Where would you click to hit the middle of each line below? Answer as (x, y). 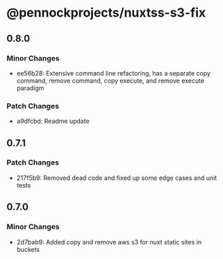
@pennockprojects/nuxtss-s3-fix (106, 13)
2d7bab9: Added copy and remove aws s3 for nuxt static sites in (109, 242)
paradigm (30, 87)
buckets (28, 249)
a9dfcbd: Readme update (53, 121)
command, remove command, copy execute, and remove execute (110, 81)
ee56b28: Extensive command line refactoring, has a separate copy (114, 73)
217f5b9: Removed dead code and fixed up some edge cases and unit (117, 178)
